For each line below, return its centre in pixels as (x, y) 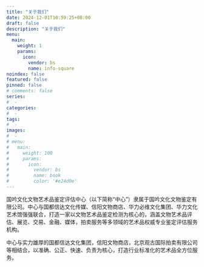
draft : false (23, 23)
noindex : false (25, 74)
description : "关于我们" (36, 29)
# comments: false (29, 91)
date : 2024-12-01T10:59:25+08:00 (49, 18)
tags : (13, 119)
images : (16, 130)
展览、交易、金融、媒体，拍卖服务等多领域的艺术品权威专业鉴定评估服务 (107, 221)
